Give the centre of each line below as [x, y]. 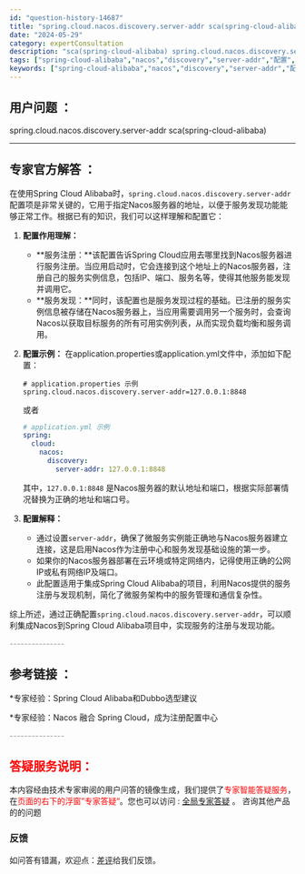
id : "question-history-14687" [67, 18]
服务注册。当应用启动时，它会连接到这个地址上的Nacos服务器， [163, 266]
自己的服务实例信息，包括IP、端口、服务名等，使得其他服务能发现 [167, 277]
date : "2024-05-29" [46, 35]
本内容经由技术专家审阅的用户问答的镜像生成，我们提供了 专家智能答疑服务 [148, 790]
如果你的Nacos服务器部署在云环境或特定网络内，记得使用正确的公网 [163, 560]
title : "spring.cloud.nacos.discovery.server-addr [107, 26]
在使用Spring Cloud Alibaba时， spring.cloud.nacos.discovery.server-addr [150, 193]
